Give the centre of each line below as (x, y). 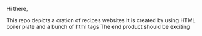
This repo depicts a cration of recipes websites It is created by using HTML (101, 20)
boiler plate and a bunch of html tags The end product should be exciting (98, 27)
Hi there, (17, 9)
